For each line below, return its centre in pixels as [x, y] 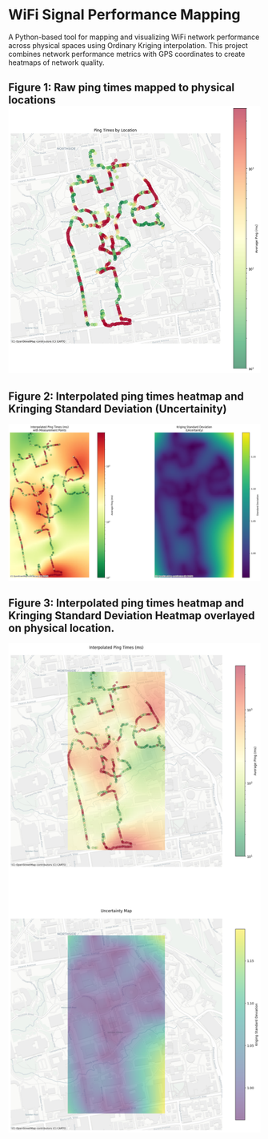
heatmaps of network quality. [57, 62]
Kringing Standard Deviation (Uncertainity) [118, 409]
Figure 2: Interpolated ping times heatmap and [126, 397]
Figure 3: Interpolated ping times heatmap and [126, 604]
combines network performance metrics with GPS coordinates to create [127, 54]
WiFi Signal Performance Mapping [125, 15]
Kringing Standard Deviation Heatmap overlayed [132, 616]
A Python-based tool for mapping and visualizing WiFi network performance [134, 37]
